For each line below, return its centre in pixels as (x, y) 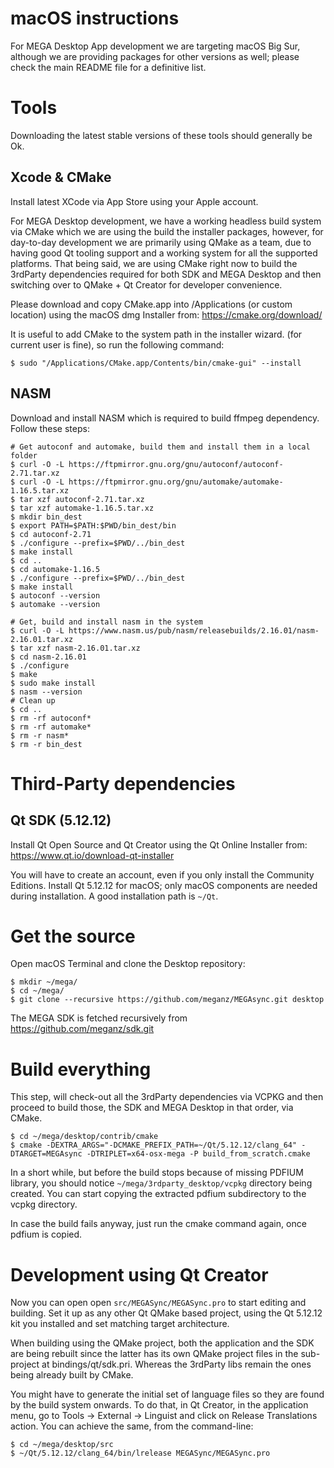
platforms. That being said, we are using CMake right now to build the (154, 263)
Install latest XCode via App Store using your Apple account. (134, 201)
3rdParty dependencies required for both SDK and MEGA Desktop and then (166, 274)
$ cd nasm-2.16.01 (48, 657)
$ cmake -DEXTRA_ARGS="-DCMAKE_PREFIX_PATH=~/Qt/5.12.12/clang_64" (154, 1145)
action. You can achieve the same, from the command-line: (132, 1426)
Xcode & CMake (61, 177)
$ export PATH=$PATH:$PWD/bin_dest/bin (93, 525)
